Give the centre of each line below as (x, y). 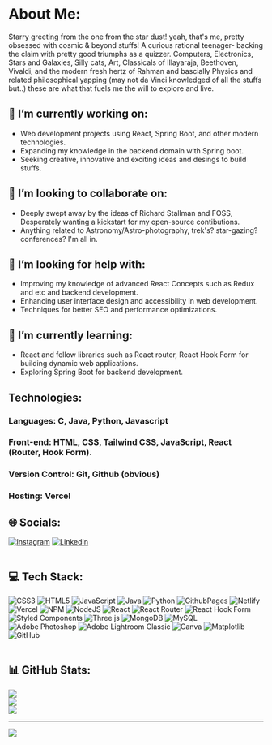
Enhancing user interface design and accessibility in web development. (139, 301)
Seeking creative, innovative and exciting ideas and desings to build (133, 159)
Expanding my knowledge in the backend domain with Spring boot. (132, 150)
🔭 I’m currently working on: (78, 114)
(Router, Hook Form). (51, 453)
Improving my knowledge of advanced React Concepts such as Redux (137, 284)
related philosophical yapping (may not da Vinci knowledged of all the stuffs (135, 80)
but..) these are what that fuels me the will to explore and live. (111, 88)
